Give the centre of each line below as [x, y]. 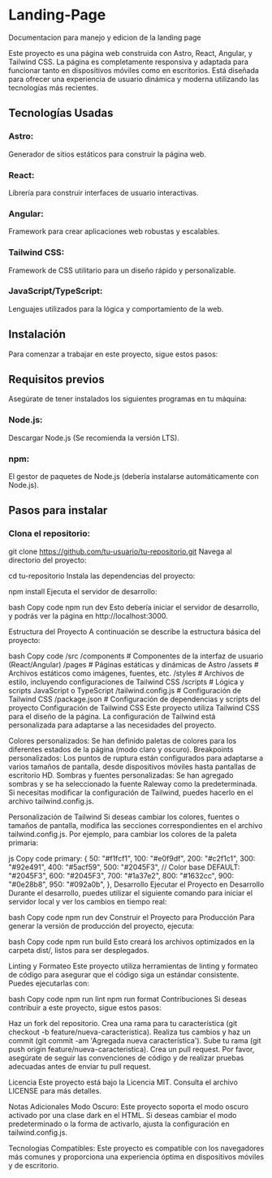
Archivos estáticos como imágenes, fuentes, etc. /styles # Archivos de [127, 673]
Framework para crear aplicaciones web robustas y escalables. [114, 231]
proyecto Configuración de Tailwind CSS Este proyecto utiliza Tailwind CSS [134, 707]
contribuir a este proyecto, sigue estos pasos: [85, 1008]
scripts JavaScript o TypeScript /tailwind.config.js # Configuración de [125, 690]
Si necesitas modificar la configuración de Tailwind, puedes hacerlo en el [131, 792]
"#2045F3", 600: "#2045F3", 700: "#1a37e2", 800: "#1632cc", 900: [121, 875]
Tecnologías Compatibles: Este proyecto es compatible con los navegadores [136, 1148]
